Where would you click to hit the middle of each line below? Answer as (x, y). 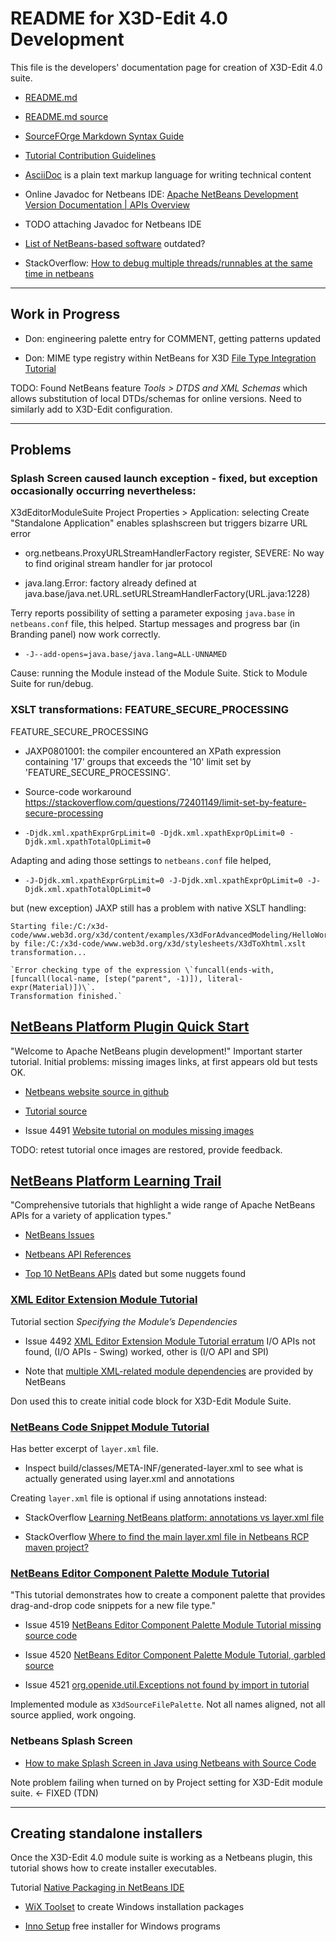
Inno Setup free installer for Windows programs (122, 1926)
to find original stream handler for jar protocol (118, 564)
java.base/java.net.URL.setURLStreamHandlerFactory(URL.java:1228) (167, 594)
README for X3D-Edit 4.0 (119, 18)
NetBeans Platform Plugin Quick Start (130, 1027)
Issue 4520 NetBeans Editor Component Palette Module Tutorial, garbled (175, 1655)
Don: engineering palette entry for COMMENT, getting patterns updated (173, 338)
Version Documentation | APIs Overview (107, 204)
